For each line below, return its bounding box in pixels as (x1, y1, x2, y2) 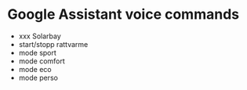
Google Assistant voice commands (7, 5, 240, 23)
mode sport (18, 48, 56, 57)
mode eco (18, 64, 52, 74)
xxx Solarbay (18, 31, 62, 41)
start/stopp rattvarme (18, 39, 89, 49)
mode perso (18, 73, 58, 82)
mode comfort (18, 56, 66, 66)
